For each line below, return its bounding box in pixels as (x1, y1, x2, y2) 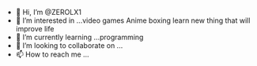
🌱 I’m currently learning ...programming (15, 32, 144, 42)
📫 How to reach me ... (15, 49, 89, 59)
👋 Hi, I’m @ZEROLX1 (15, 8, 81, 16)
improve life (15, 24, 55, 33)
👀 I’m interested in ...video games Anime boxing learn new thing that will (15, 16, 251, 25)
